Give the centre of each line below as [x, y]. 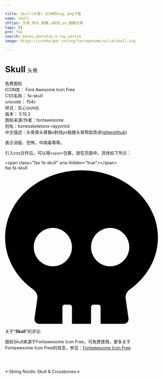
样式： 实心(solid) [22, 108]
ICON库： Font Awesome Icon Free [40, 89]
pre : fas [14, 32]
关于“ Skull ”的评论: [23, 331]
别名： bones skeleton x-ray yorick [38, 126]
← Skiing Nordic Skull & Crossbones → [42, 371]
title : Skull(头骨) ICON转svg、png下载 [43, 14]
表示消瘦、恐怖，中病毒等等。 [35, 142]
